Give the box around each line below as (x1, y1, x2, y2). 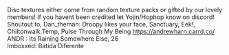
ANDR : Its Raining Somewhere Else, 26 (7, 35, 119, 43)
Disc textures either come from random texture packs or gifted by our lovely (7, 6, 223, 14)
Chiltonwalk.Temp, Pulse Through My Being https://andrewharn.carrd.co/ (7, 27, 215, 35)
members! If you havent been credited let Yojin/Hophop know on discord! (7, 13, 215, 21)
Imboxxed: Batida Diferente (7, 42, 85, 50)
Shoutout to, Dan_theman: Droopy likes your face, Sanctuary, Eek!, (7, 20, 196, 28)
